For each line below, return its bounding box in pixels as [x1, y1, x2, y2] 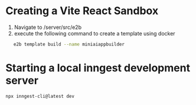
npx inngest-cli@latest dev [5, 93, 75, 99]
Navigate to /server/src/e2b [14, 24, 82, 31]
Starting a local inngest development [5, 61, 190, 74]
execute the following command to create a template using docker [14, 29, 175, 37]
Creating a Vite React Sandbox [5, 4, 159, 18]
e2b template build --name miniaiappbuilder [13, 41, 125, 47]
